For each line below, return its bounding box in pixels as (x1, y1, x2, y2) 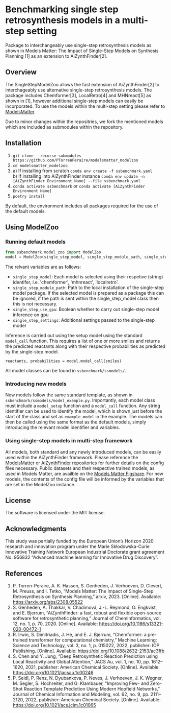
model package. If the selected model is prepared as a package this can (12, 290, 164, 296)
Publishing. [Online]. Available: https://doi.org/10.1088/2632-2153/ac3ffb (12, 648, 165, 654)
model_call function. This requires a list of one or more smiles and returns (5, 338, 160, 344)
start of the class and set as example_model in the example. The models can (5, 414, 163, 420)
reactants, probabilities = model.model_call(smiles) (5, 359, 122, 364)
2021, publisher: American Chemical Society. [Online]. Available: (25, 664, 160, 670)
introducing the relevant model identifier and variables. (5, 424, 121, 431)
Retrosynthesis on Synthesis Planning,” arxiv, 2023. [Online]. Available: (12, 593, 161, 600)
